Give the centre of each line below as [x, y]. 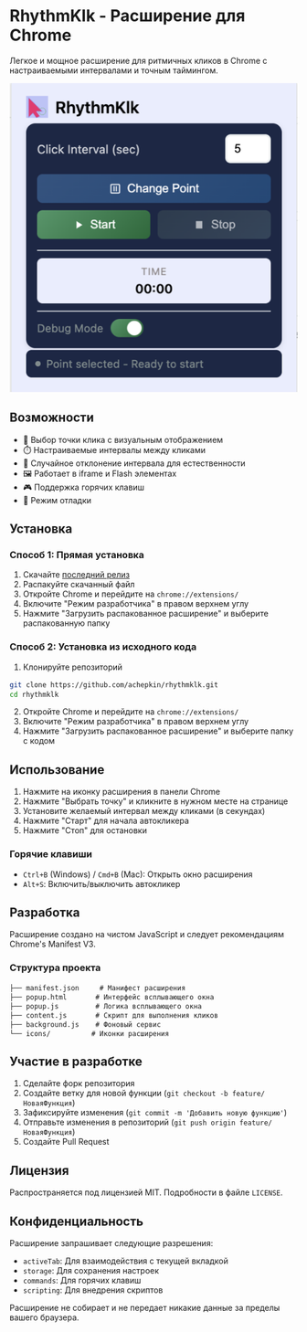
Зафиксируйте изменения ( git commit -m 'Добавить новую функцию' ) [155, 1113]
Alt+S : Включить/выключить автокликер [101, 883]
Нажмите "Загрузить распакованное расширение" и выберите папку [158, 731]
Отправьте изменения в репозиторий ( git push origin [129, 1122]
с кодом [38, 741]
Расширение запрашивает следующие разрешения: [111, 1243]
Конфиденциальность [77, 1221]
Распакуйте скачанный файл [79, 585]
